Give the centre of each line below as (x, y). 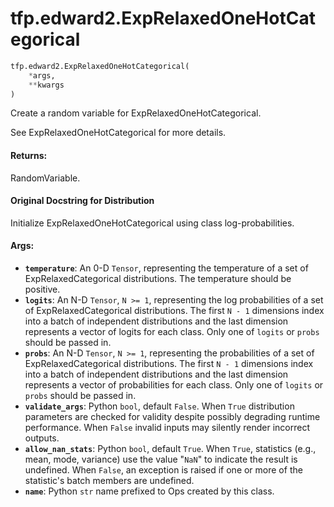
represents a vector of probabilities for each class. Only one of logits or (174, 385)
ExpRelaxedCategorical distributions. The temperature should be (158, 279)
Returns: (29, 156)
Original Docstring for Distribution (82, 201)
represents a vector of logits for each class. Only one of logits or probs (172, 332)
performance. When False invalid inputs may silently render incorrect (167, 428)
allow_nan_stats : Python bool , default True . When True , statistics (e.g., (170, 449)
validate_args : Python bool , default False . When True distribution (159, 406)
